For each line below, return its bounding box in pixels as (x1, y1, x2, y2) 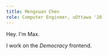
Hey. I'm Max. (6, 30, 40, 37)
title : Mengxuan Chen (6, 8, 60, 15)
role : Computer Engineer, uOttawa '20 (6, 14, 102, 20)
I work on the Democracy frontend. (6, 42, 92, 49)
